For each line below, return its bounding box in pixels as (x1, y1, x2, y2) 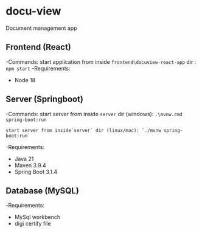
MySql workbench (14, 214, 61, 221)
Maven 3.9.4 (14, 161, 46, 169)
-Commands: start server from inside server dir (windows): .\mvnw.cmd (5, 110, 183, 117)
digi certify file (14, 220, 51, 228)
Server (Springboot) (5, 94, 83, 105)
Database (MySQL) (5, 186, 80, 196)
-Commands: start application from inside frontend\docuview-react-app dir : (5, 58, 197, 65)
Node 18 (14, 76, 36, 83)
